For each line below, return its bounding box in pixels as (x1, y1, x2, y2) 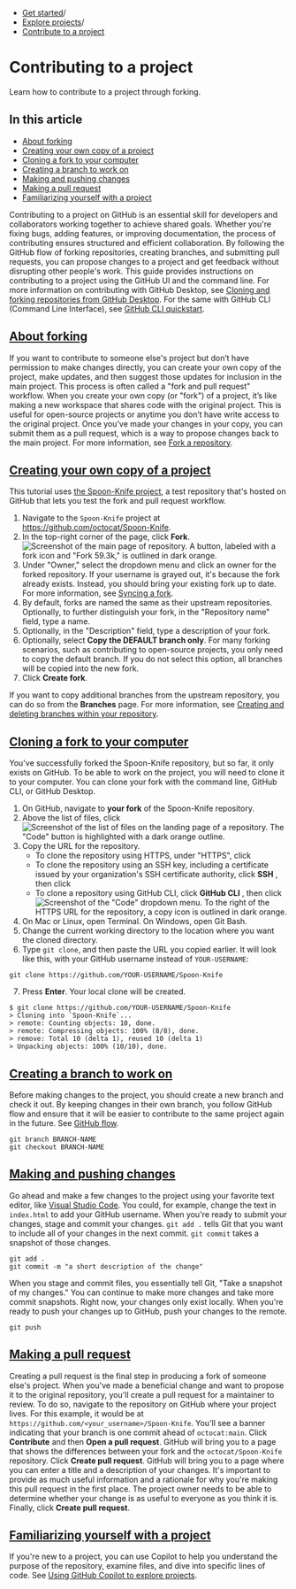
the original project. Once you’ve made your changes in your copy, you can (9, 418, 283, 428)
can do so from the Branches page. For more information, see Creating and (9, 699, 285, 710)
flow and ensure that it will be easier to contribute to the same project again (9, 1108, 285, 1119)
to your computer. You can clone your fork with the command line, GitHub (9, 776, 277, 787)
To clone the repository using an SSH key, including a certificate (34, 860, 269, 870)
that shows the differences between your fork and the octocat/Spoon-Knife (9, 1446, 283, 1456)
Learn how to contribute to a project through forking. (9, 86, 201, 96)
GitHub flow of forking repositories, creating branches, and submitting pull (9, 247, 280, 258)
